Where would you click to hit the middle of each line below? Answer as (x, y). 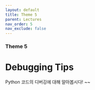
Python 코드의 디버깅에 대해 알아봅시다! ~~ (48, 82)
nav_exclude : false (26, 29)
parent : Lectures (23, 19)
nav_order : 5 (19, 24)
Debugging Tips (40, 67)
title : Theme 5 (21, 15)
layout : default (22, 10)
